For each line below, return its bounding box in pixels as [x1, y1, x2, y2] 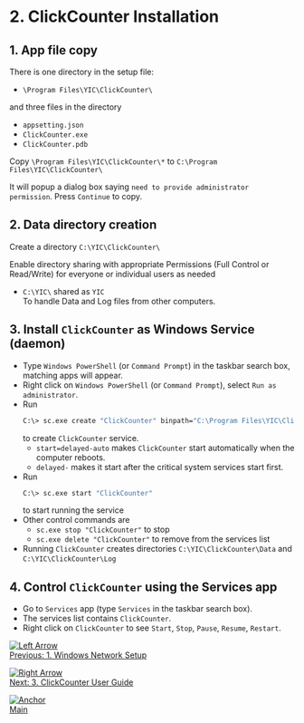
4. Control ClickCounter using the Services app [9, 579, 278, 594]
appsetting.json [22, 120, 84, 130]
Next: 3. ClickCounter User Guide [9, 677, 134, 688]
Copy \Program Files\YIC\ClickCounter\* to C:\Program [9, 156, 218, 167]
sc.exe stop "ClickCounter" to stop [35, 524, 170, 535]
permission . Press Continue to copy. [9, 191, 143, 201]
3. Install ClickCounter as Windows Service [9, 322, 255, 337]
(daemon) [9, 336, 66, 352]
